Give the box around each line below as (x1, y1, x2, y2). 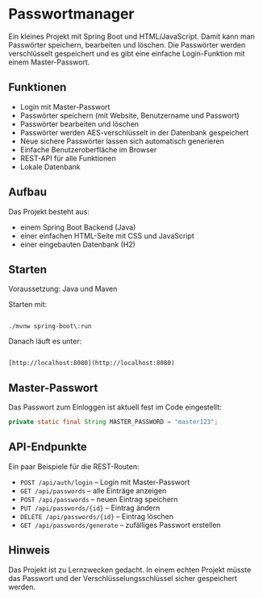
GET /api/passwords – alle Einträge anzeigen (19, 485, 167, 496)
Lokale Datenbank (19, 162, 81, 172)
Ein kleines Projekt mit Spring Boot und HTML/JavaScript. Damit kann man (8, 31, 256, 41)
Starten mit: (8, 300, 48, 309)
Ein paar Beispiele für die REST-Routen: (8, 461, 140, 471)
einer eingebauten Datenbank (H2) (19, 239, 136, 249)
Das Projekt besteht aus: (8, 206, 90, 216)
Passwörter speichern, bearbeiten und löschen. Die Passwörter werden (8, 39, 246, 49)
